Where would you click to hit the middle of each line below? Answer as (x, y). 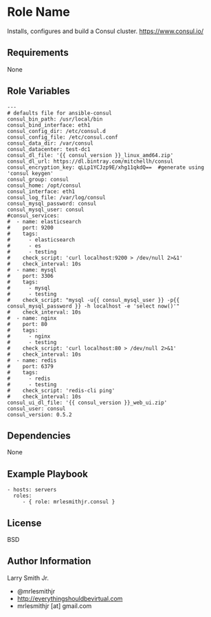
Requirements (38, 53)
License (24, 523)
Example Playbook (47, 474)
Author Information (49, 562)
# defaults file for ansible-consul (59, 113)
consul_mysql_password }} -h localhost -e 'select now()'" (93, 306)
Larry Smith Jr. (28, 578)
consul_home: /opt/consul (44, 185)
